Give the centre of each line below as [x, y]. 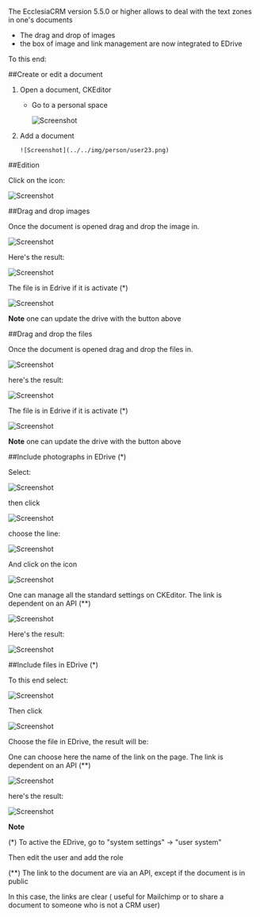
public [19, 881]
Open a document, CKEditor [65, 90]
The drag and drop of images [67, 35]
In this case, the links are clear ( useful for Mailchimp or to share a [116, 896]
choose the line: [34, 533]
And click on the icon [43, 564]
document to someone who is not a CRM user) [84, 905]
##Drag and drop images [49, 211]
